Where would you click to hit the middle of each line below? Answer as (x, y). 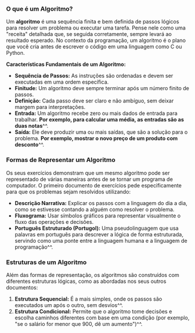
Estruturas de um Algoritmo (46, 262)
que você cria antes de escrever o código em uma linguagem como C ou (94, 47)
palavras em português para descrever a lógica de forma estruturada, (99, 234)
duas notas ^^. (31, 126)
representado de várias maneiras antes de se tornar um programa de (90, 179)
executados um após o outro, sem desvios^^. (69, 305)
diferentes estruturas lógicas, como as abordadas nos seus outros (86, 281)
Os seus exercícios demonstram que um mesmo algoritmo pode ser (88, 173)
